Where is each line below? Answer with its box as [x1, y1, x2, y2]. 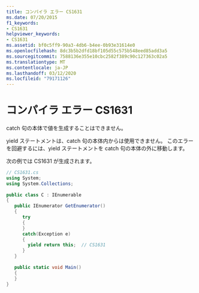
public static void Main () [14, 264, 82, 270]
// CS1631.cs [6, 169, 39, 176]
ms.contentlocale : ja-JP [6, 64, 68, 71]
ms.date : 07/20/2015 [6, 14, 58, 20]
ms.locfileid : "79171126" [6, 76, 71, 82]
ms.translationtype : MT [6, 59, 66, 65]
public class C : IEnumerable [6, 192, 82, 198]
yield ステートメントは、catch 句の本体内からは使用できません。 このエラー [6, 137, 194, 145]
